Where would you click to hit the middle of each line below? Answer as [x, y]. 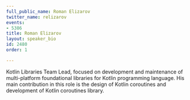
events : [16, 22]
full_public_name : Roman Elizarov [48, 11]
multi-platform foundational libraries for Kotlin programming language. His [95, 78]
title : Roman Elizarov [34, 34]
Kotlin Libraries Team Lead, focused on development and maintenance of [95, 72]
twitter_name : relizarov [36, 17]
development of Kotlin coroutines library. [55, 90]
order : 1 [17, 50]
